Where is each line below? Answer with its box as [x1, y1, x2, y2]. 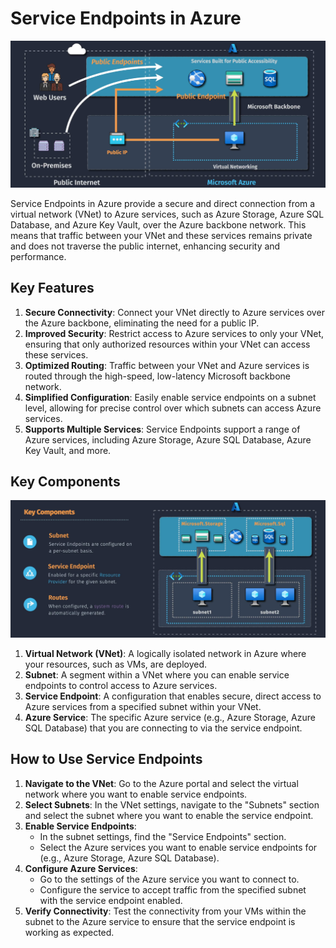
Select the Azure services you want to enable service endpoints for [39, 841, 318, 853]
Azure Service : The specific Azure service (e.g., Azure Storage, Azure [24, 711, 316, 723]
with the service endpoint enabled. [39, 894, 183, 906]
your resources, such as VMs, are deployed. [24, 658, 208, 670]
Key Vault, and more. [24, 444, 112, 456]
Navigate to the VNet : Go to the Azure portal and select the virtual [24, 777, 299, 789]
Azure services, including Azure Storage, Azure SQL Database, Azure [24, 433, 312, 446]
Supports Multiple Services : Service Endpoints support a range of [24, 423, 301, 435]
